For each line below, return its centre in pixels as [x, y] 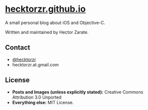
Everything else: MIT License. [43, 102]
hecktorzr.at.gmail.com [35, 64]
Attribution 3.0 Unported [37, 97]
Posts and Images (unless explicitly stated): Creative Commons [78, 92]
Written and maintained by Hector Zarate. [47, 32]
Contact [18, 48]
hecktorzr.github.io [45, 9]
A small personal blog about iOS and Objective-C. [55, 23]
